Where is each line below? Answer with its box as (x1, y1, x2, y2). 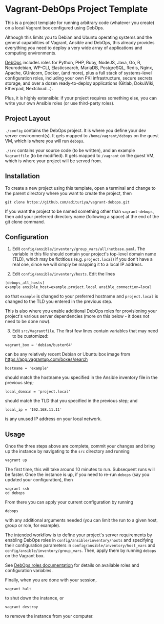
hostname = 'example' (5, 366, 49, 371)
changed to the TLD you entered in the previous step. (5, 299, 113, 304)
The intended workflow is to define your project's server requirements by (5, 532, 152, 538)
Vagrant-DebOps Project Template (5, 3, 148, 15)
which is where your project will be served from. (5, 158, 102, 164)
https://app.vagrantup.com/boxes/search (5, 356, 88, 362)
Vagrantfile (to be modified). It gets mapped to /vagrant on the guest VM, (5, 152, 155, 158)
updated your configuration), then (5, 477, 73, 483)
